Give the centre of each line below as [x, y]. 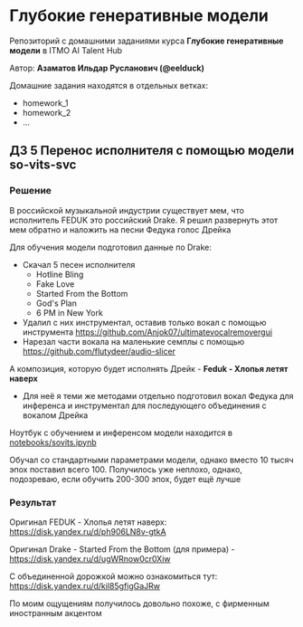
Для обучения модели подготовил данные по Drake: [111, 247]
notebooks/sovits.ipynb [53, 442]
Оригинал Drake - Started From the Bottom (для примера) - [122, 549]
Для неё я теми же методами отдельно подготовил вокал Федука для [158, 395]
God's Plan [56, 303]
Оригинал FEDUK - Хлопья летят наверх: [88, 522]
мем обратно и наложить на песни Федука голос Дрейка [120, 229]
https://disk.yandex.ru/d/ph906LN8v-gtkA [88, 531]
